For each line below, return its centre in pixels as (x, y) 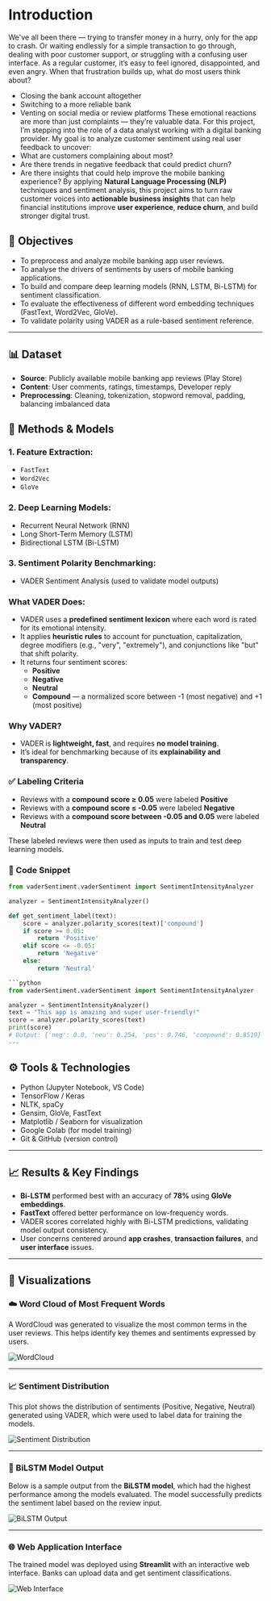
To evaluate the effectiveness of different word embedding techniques (137, 303)
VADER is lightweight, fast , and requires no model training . (119, 743)
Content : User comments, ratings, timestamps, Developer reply (125, 387)
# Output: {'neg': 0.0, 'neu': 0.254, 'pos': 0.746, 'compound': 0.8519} (135, 1035)
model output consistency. (64, 1230)
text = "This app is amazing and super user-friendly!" (104, 1013)
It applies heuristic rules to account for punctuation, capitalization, (131, 637)
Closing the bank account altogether (81, 95)
